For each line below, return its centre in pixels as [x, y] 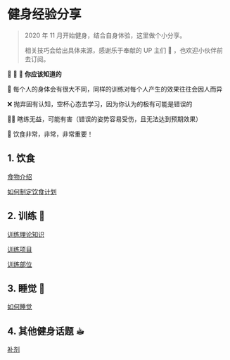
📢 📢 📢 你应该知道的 [34, 74]
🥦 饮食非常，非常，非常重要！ [50, 134]
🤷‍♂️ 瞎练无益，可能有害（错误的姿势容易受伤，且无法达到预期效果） [105, 119]
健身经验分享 [45, 14]
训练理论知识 [26, 234]
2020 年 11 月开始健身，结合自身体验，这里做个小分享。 [105, 35]
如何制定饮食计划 [32, 192]
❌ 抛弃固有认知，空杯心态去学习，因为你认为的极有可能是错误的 [100, 104]
